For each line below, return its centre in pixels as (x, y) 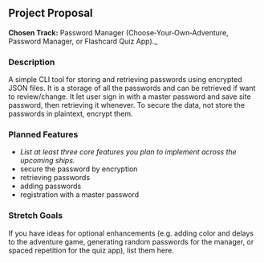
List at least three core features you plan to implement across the (128, 152)
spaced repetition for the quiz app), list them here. (91, 250)
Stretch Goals (35, 216)
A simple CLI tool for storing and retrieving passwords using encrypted (125, 80)
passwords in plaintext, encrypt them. (71, 114)
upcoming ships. (47, 161)
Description (32, 62)
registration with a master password (79, 195)
